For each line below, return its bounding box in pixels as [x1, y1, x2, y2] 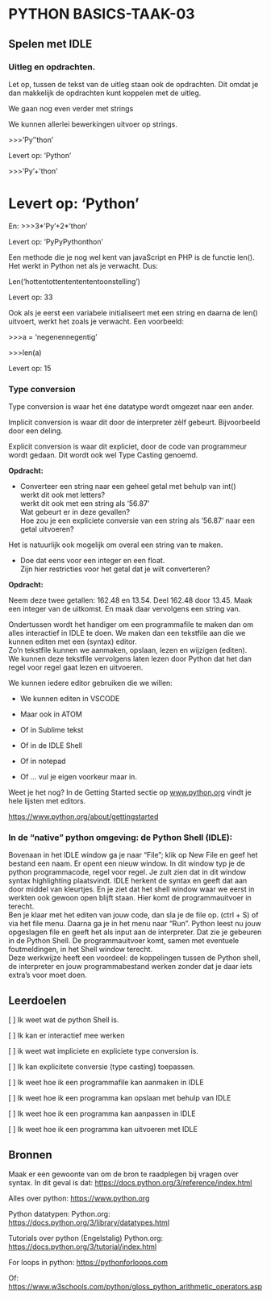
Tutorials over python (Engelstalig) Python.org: [8, 1234, 164, 1243]
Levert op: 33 [8, 292, 53, 302]
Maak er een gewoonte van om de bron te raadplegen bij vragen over [8, 1169, 240, 1179]
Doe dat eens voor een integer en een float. [19, 556, 165, 566]
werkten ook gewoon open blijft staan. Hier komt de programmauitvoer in [8, 893, 252, 903]
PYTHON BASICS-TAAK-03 [8, 5, 195, 23]
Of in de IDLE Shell [19, 741, 83, 750]
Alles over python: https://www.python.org [8, 1193, 150, 1203]
